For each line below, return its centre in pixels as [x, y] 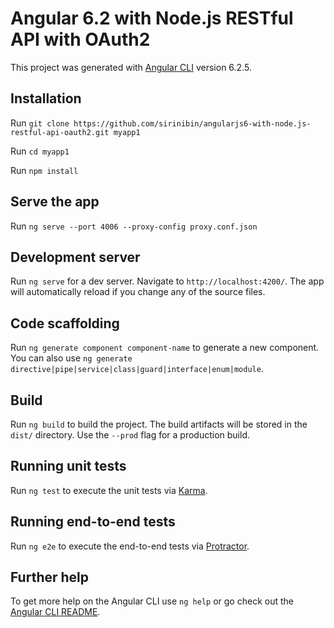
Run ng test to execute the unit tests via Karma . [109, 490]
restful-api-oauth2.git [60, 132]
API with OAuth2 [80, 39]
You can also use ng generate [71, 358]
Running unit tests [68, 466]
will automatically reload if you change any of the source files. [138, 292]
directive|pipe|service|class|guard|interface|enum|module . [137, 369]
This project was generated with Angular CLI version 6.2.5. [131, 67]
